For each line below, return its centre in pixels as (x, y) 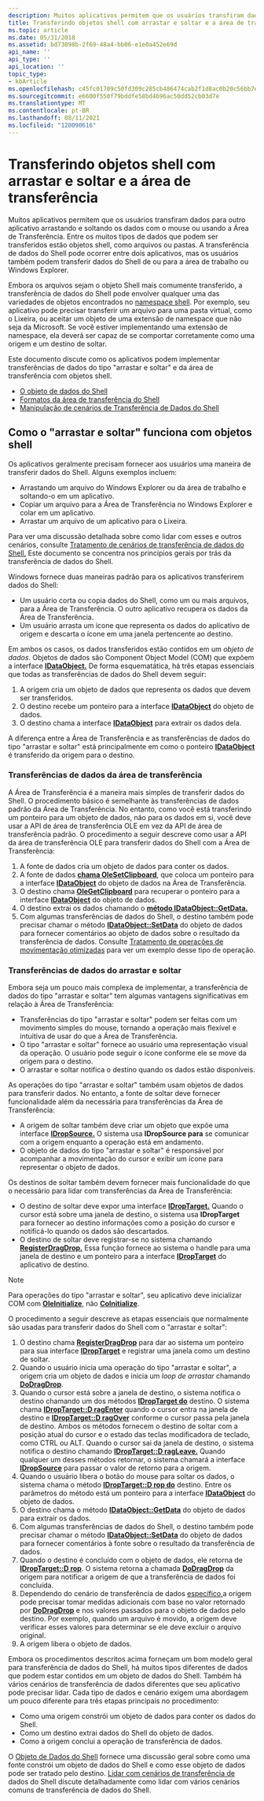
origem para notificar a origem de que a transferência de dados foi (127, 1577)
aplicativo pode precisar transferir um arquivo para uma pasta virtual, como (130, 310)
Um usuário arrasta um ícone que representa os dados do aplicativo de (134, 625)
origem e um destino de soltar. (58, 343)
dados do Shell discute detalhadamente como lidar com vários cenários (124, 1782)
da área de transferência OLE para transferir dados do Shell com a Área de (129, 842)
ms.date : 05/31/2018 (42, 37)
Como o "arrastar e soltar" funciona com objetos (130, 433)
